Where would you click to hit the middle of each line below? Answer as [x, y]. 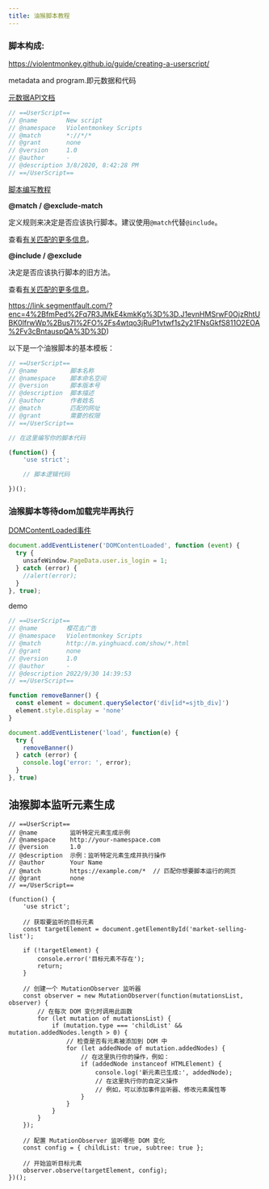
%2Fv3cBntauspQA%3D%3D [57, 331]
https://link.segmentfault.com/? [61, 305]
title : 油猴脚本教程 [39, 16]
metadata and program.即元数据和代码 [72, 80]
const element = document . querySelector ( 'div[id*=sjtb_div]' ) [122, 704]
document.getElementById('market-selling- [175, 929]
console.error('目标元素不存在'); [91, 959]
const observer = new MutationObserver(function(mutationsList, [133, 996]
